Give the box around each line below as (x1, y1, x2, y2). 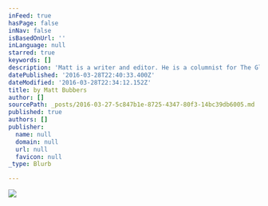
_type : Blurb (8, 160, 52, 168)
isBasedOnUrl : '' (8, 34, 66, 42)
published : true (8, 109, 62, 117)
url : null (15, 145, 48, 153)
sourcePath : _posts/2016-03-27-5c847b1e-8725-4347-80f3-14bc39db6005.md (8, 101, 255, 109)
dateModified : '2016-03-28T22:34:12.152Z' (8, 78, 152, 86)
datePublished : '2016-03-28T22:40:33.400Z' (8, 71, 156, 79)
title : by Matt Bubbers (8, 85, 88, 94)
